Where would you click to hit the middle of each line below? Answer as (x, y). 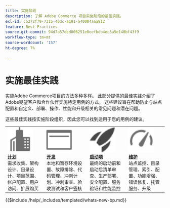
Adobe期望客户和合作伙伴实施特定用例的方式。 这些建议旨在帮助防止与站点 (84, 102)
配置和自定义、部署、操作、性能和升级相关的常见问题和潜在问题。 (74, 108)
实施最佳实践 (32, 80)
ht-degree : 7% (20, 48)
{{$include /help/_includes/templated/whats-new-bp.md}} (66, 200)
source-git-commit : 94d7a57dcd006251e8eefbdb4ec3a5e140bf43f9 (72, 32)
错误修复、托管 (144, 182)
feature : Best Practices (31, 27)
